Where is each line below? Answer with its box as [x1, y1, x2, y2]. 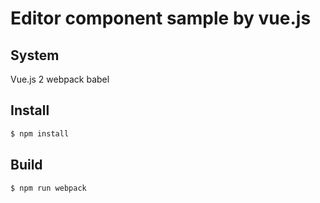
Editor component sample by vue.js [10, 7, 312, 30]
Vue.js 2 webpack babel [10, 73, 110, 85]
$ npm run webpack [10, 183, 87, 193]
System [10, 47, 60, 64]
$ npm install [10, 128, 70, 139]
